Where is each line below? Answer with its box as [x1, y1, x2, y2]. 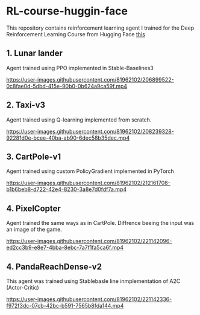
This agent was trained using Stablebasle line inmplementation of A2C [6, 278, 181, 285]
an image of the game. [6, 226, 62, 233]
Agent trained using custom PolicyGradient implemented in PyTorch [6, 167, 175, 175]
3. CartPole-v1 [6, 151, 61, 161]
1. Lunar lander [6, 48, 63, 59]
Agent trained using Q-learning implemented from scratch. [6, 116, 152, 123]
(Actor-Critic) [6, 284, 39, 291]
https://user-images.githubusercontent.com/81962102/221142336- [6, 296, 172, 303]
